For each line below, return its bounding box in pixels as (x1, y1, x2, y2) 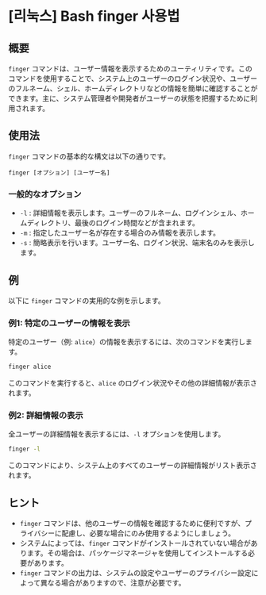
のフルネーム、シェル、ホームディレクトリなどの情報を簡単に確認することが (8, 84, 258, 93)
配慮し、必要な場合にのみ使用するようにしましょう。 (61, 528, 236, 538)
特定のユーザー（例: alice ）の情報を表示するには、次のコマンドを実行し (8, 337, 246, 347)
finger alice (8, 363, 52, 371)
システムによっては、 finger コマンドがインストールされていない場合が (19, 539, 252, 548)
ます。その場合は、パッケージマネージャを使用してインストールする (26, 548, 249, 558)
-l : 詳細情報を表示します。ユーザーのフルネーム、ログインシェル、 (19, 208, 241, 218)
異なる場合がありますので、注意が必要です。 (40, 578, 186, 588)
